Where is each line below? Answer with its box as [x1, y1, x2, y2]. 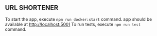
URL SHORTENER [5, 4, 58, 12]
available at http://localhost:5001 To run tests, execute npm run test [5, 21, 141, 27]
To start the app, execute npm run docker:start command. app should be [5, 16, 152, 22]
